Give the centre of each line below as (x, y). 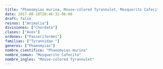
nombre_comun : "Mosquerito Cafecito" (43, 55)
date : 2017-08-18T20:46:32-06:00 (39, 14)
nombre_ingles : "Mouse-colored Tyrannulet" (50, 59)
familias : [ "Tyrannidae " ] (32, 41)
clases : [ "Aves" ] (23, 32)
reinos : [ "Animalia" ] (27, 23)
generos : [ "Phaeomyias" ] (30, 46)
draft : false (18, 18)
